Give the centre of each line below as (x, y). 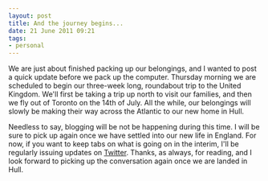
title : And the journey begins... (66, 23)
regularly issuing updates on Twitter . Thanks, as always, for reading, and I (130, 153)
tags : (17, 38)
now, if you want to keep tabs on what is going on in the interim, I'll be (124, 144)
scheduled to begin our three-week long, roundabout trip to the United (125, 86)
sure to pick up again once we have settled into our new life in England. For (132, 136)
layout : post (30, 16)
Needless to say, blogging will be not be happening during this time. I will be (134, 127)
